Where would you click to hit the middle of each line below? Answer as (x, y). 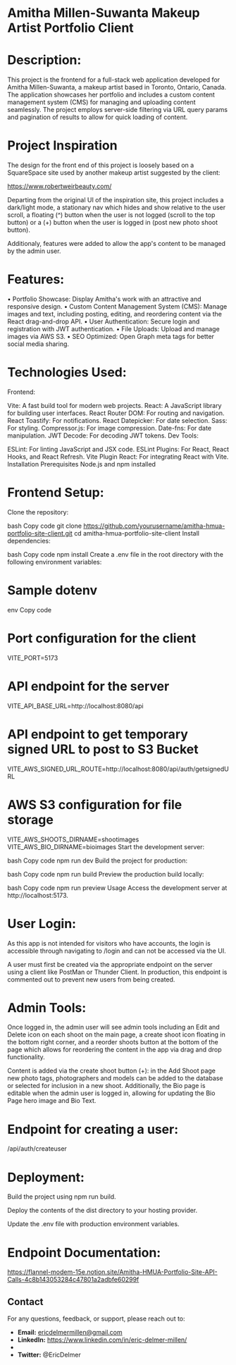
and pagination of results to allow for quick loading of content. (98, 117)
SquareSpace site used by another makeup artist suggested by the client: (114, 173)
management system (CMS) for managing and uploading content (101, 102)
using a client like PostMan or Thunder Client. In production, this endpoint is (117, 972)
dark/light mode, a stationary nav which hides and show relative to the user (117, 208)
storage (31, 820)
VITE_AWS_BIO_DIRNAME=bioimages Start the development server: (106, 846)
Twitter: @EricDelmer (49, 1355)
